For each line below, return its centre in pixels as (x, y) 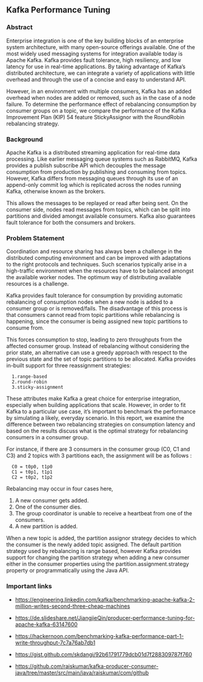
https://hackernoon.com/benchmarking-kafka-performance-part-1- (99, 636)
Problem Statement (35, 238)
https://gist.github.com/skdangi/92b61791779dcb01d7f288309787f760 (104, 654)
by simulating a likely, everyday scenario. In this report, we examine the (95, 418)
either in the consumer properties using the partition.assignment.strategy (98, 564)
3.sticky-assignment (38, 388)
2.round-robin (29, 382)
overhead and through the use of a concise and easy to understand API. (96, 79)
